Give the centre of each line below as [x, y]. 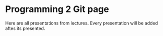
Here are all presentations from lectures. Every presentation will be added [82, 23]
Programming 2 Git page [57, 9]
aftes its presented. [25, 28]
